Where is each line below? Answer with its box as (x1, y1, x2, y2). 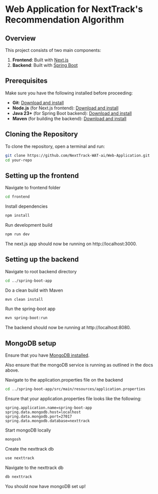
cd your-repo (5, 157, 32, 163)
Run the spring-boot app (5, 306, 56, 312)
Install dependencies (5, 203, 48, 209)
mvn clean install (5, 297, 43, 302)
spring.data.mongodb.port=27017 (5, 414, 72, 419)
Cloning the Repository (5, 130, 78, 138)
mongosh (5, 437, 21, 442)
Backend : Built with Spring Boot (12, 62, 78, 68)
